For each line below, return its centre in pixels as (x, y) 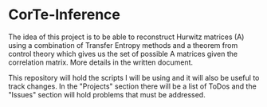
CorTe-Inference (65, 15)
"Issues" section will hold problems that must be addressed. (107, 94)
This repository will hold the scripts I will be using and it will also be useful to (134, 77)
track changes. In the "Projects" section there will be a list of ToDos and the (132, 86)
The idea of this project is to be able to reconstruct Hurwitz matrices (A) (126, 37)
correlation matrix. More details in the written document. (101, 62)
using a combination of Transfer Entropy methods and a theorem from (123, 45)
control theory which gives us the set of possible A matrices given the (123, 53)
